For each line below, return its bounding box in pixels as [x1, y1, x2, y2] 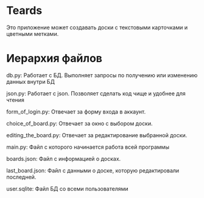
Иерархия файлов [6, 52, 102, 66]
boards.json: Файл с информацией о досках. [6, 155, 121, 162]
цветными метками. [6, 30, 59, 37]
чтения [6, 96, 24, 103]
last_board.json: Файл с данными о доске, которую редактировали [6, 166, 180, 174]
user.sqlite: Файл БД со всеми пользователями [6, 185, 129, 192]
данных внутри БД [6, 78, 55, 85]
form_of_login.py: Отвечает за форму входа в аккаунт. [6, 108, 146, 115]
